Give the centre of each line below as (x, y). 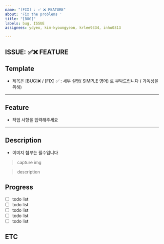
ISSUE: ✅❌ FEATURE (37, 52)
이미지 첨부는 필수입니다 (35, 152)
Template (20, 68)
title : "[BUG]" (20, 19)
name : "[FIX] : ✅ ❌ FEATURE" (35, 10)
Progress (19, 187)
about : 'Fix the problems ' (34, 14)
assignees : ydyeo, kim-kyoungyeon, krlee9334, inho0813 (63, 28)
